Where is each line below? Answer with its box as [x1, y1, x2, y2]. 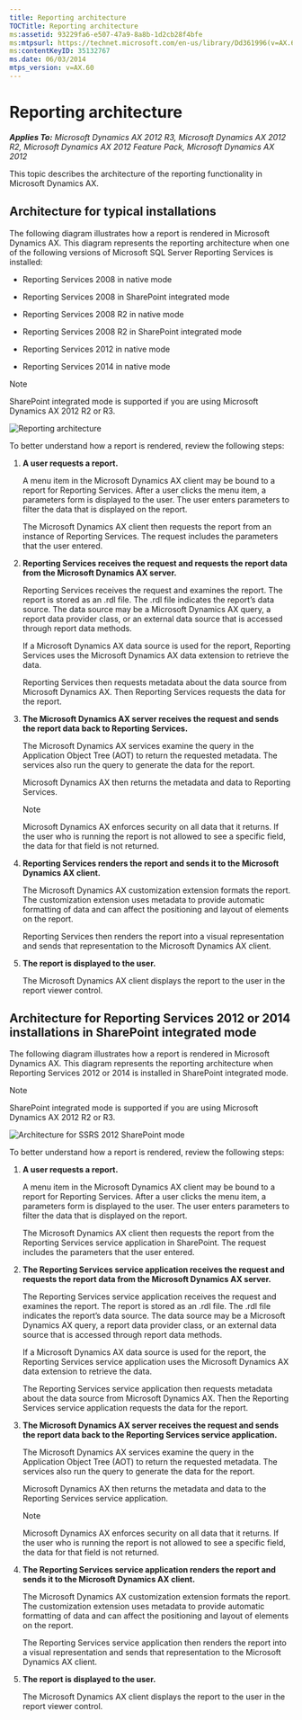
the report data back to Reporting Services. [22, 723, 189, 734]
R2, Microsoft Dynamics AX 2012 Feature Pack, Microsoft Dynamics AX [9, 141, 275, 152]
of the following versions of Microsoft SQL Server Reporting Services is [9, 246, 274, 257]
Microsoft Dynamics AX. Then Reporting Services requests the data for [22, 686, 286, 697]
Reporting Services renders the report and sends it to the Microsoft [22, 858, 280, 869]
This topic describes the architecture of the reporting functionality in [9, 168, 263, 179]
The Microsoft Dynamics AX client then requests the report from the [22, 1228, 275, 1239]
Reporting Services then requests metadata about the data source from [22, 676, 288, 688]
